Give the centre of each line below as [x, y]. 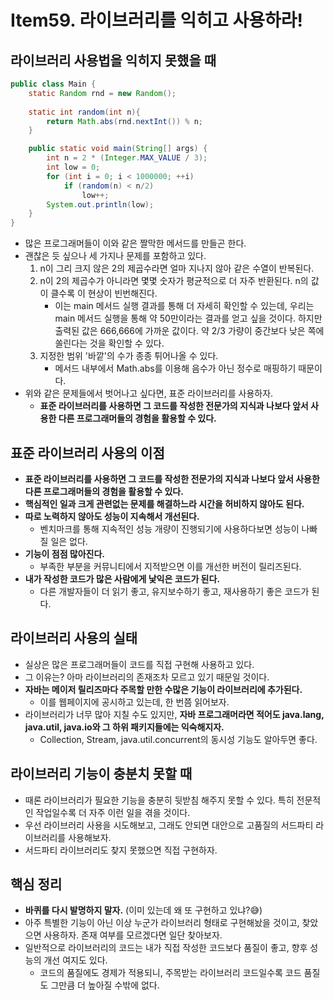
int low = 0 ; [73, 167]
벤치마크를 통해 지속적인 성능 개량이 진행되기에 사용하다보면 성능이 [169, 528]
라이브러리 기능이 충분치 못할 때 [101, 774]
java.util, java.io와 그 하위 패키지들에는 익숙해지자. [124, 727]
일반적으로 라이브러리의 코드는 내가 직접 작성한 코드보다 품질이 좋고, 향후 [166, 948]
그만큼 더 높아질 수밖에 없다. [105, 985]
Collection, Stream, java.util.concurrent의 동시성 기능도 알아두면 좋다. [178, 739]
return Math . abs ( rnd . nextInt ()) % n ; [124, 121]
